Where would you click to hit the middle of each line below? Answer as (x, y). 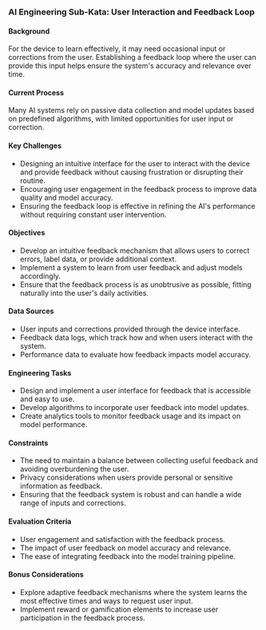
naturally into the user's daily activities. (84, 293)
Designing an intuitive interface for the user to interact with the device (135, 163)
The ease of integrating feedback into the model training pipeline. (127, 556)
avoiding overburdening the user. (74, 469)
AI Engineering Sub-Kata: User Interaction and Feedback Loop (132, 12)
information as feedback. (61, 486)
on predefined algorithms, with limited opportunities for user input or (121, 119)
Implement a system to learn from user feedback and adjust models (131, 267)
